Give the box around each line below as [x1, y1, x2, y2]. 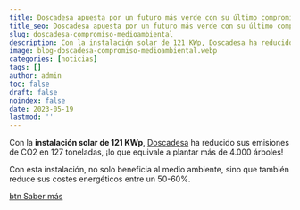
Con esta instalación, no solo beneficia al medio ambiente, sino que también [9, 164, 290, 175]
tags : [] [9, 63, 42, 72]
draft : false [9, 88, 58, 97]
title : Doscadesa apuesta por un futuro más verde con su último [9, 13, 257, 22]
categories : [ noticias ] [9, 55, 98, 63]
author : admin [9, 71, 62, 80]
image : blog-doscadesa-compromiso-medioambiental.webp [9, 46, 218, 55]
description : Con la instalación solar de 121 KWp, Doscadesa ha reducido [9, 38, 294, 47]
